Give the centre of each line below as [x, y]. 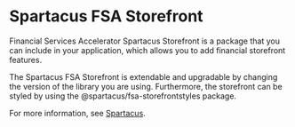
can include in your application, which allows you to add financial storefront [147, 50]
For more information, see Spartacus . [78, 113]
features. [26, 60]
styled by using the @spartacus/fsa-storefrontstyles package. [123, 96]
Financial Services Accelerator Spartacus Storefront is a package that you [144, 41]
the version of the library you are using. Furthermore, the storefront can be [146, 86]
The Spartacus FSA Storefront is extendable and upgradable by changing [144, 76]
